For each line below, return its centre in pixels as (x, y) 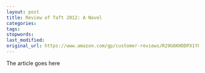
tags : (13, 29)
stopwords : (20, 35)
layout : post (23, 12)
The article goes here (33, 63)
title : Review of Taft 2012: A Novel (54, 18)
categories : (21, 23)
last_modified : (26, 40)
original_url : (24, 46)
